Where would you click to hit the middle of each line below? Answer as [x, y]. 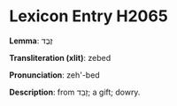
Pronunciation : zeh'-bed [54, 75]
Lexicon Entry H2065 [88, 16]
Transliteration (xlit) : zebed [60, 57]
